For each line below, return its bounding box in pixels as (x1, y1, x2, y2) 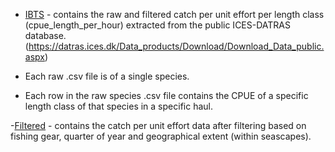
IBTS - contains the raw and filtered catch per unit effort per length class (24, 9, 325, 20)
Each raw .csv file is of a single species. (24, 70, 190, 82)
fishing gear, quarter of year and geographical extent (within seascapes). (10, 130, 312, 142)
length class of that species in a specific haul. (24, 100, 213, 112)
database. (24, 30, 67, 41)
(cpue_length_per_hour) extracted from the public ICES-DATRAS (24, 19, 291, 31)
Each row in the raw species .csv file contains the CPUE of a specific (24, 90, 309, 101)
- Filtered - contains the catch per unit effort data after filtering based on (10, 120, 307, 131)
